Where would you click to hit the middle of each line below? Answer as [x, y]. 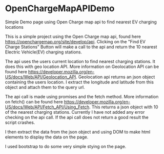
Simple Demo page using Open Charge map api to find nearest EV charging [81, 22]
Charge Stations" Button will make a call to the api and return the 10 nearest [81, 47]
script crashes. [20, 122]
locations [14, 27]
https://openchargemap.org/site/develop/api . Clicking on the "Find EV [75, 41]
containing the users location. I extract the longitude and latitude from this [79, 82]
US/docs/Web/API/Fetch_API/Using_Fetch [47, 107]
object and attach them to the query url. [45, 87]
